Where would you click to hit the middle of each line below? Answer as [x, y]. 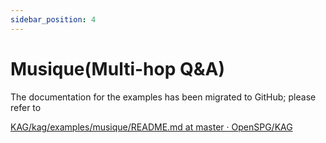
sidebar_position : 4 [53, 19]
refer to [26, 107]
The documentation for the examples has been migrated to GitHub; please [163, 97]
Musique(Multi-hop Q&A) [117, 68]
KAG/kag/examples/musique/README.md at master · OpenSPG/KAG [151, 127]
